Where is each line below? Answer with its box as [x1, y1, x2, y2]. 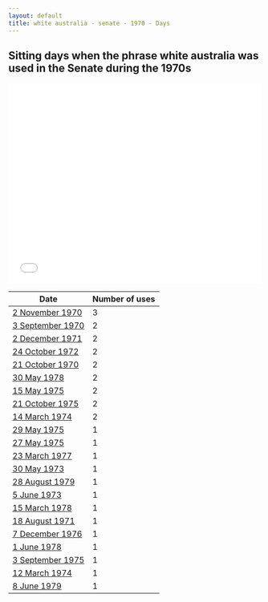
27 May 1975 [12, 438, 65, 449]
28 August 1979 [12, 476, 75, 487]
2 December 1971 [12, 333, 83, 345]
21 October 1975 [12, 398, 79, 410]
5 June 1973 [12, 490, 62, 501]
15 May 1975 [12, 386, 65, 397]
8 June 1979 [12, 580, 62, 592]
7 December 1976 [12, 528, 83, 539]
